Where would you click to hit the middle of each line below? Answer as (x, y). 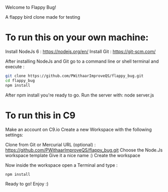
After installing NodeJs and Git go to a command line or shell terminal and (82, 61)
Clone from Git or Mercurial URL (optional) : (51, 145)
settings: (14, 135)
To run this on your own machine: (77, 38)
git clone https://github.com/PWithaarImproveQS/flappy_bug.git (74, 76)
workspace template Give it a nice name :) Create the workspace (73, 155)
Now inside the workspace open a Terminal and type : (61, 165)
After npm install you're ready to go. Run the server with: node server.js (80, 95)
